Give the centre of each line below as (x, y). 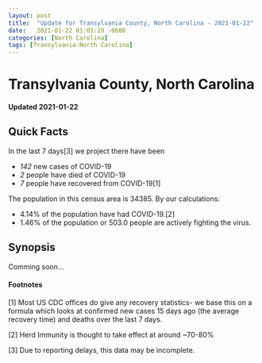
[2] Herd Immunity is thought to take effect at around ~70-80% (111, 334)
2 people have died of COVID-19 (73, 175)
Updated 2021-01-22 (43, 106)
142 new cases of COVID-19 (65, 166)
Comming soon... (36, 266)
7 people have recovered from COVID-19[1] (90, 183)
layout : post (30, 15)
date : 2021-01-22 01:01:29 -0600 (67, 30)
